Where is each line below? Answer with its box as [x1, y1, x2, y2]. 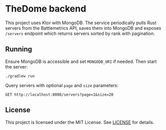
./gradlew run [5, 74, 35, 79]
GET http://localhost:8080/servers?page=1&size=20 [5, 92, 114, 97]
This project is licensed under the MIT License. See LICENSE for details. [5, 119, 154, 125]
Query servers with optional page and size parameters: [5, 82, 119, 88]
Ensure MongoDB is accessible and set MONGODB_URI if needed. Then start [5, 58, 157, 64]
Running [5, 45, 33, 53]
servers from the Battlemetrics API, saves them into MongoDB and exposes [5, 25, 161, 31]
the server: [5, 63, 28, 70]
